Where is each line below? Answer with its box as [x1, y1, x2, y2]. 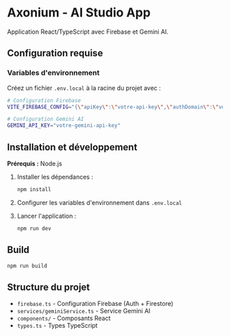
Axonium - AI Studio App [7, 5, 151, 21]
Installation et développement [7, 141, 138, 153]
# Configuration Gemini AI [7, 115, 84, 123]
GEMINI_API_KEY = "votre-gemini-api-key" [7, 122, 121, 129]
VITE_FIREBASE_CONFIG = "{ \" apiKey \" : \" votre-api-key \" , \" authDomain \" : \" [7, 103, 219, 111]
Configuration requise [7, 47, 103, 59]
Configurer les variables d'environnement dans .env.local [16, 198, 183, 207]
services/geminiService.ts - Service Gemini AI [16, 307, 151, 315]
